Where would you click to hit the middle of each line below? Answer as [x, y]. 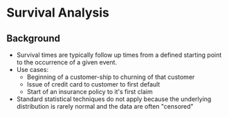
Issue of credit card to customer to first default [93, 84]
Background [33, 38]
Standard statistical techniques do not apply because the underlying [114, 99]
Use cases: [33, 70]
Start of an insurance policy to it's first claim [90, 92]
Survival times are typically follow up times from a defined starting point [119, 55]
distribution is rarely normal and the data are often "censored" [105, 106]
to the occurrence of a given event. [67, 62]
